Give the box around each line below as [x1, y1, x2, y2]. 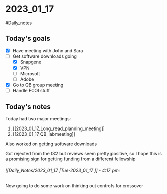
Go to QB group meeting [12, 82, 64, 88]
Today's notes [5, 102, 51, 111]
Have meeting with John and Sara [12, 47, 83, 53]
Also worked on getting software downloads [5, 141, 97, 147]
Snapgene [20, 59, 42, 65]
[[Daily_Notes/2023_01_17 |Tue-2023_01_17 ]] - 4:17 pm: [5, 167, 120, 173]
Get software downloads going [12, 53, 77, 59]
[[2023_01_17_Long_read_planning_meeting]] [12, 125, 105, 132]
